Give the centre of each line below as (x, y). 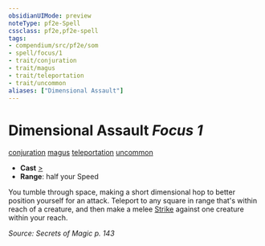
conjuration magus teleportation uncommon (81, 153)
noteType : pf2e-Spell (45, 23)
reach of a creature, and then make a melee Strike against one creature (126, 209)
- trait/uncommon (37, 83)
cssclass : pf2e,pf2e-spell (53, 31)
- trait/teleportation (46, 76)
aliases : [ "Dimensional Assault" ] (66, 90)
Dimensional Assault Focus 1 (106, 130)
